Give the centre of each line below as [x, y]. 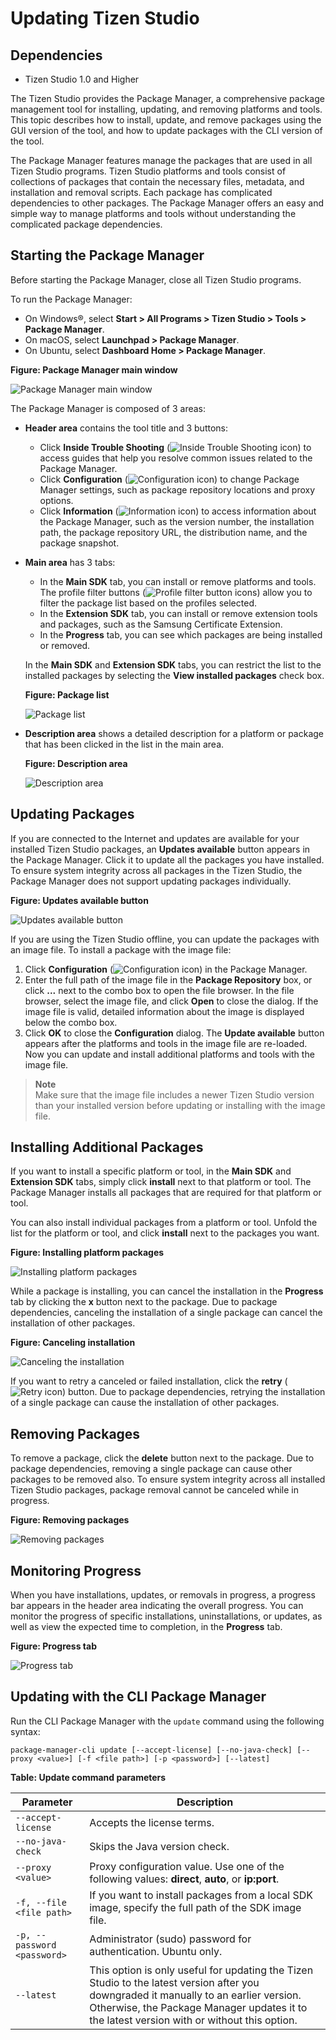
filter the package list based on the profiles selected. [148, 603]
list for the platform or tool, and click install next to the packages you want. [165, 1233]
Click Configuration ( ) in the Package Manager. [166, 969]
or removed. [65, 645]
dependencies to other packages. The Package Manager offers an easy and [167, 203]
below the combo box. [71, 1022]
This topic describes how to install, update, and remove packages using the [166, 120]
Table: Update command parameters [88, 1777]
